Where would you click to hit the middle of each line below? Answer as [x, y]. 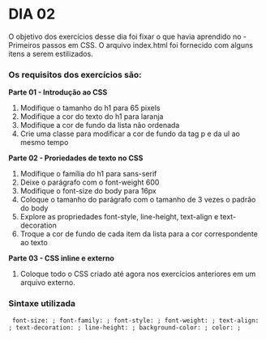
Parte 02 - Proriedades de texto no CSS [76, 158]
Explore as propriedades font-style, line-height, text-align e [119, 217]
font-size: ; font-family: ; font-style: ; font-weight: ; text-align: [135, 321]
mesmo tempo [44, 142]
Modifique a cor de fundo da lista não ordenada [100, 125]
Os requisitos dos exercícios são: [75, 74]
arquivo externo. [47, 283]
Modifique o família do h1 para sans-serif [88, 174]
